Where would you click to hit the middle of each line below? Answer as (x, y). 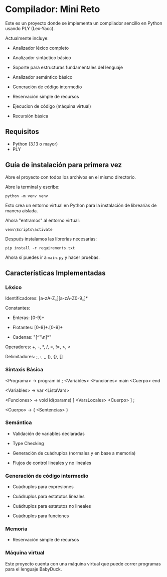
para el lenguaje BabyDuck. (34, 569)
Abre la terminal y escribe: (32, 187)
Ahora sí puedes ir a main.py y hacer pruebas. (53, 257)
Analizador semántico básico (42, 77)
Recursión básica (30, 116)
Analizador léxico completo (41, 48)
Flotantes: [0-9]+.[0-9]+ (38, 328)
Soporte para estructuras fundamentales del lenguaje (68, 67)
